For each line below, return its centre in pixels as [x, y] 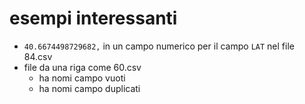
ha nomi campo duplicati [89, 88]
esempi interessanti [93, 18]
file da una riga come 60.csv [82, 67]
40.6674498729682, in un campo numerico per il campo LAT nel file [159, 46]
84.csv [38, 56]
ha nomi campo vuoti [82, 78]
